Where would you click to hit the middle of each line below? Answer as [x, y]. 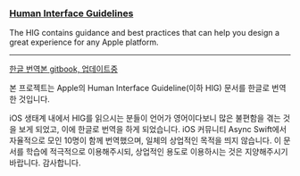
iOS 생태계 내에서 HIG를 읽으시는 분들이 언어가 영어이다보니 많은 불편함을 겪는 [145, 118]
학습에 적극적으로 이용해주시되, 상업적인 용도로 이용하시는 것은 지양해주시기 [157, 152]
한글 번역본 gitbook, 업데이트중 [64, 69]
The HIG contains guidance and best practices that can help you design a [144, 33]
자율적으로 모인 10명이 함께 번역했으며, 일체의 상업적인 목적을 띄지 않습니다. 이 [146, 140]
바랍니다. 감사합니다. [45, 163]
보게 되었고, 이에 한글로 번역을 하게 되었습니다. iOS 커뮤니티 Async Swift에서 [153, 130]
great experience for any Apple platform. [84, 42]
